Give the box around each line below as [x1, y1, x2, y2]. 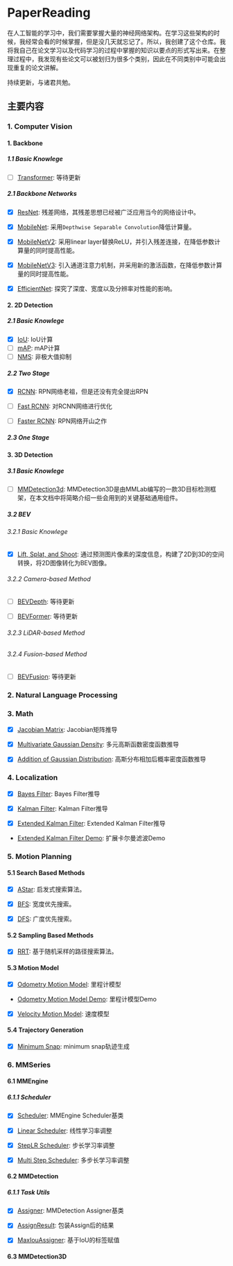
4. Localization [7, 773, 58, 783]
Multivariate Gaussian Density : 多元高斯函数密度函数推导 [17, 740, 179, 749]
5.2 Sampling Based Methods [7, 931, 94, 939]
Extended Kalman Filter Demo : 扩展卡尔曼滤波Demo [17, 833, 166, 842]
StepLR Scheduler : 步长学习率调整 [17, 1141, 115, 1149]
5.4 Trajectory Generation [7, 1026, 84, 1034]
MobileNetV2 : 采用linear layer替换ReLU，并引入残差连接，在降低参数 [17, 238, 215, 246]
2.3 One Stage [7, 433, 50, 442]
